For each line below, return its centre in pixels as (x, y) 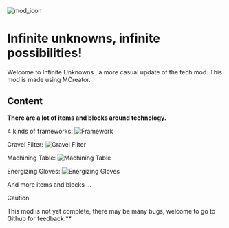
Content (25, 101)
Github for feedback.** (40, 218)
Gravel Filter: (25, 144)
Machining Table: (32, 158)
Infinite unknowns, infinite (84, 39)
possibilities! (45, 53)
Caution (18, 198)
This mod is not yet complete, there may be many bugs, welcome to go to (111, 211)
